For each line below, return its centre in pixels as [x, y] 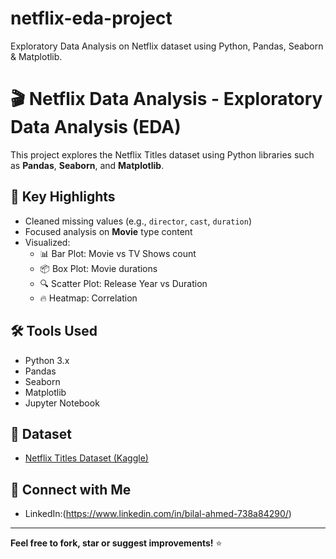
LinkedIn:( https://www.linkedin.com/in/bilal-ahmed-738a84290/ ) [158, 514]
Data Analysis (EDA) [96, 127]
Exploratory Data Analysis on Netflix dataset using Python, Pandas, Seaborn [167, 46]
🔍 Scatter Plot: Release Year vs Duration [123, 283]
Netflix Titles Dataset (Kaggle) [86, 458]
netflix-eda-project [91, 18]
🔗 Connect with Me [71, 489]
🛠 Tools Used [54, 331]
